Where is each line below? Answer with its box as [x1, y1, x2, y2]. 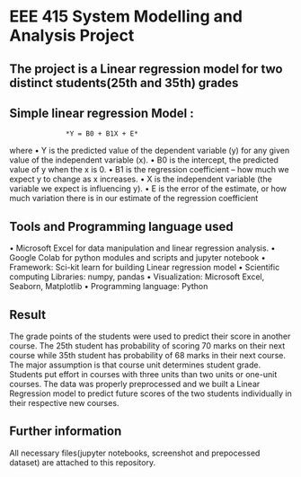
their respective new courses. [9, 398, 120, 409]
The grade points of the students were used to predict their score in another [9, 331, 291, 342]
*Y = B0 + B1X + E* [66, 129, 139, 138]
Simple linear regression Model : [9, 105, 195, 120]
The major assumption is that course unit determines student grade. [9, 359, 261, 370]
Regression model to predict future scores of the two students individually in [9, 388, 292, 399]
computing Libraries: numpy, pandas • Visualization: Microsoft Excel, [9, 271, 265, 282]
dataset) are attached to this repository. [9, 456, 155, 468]
